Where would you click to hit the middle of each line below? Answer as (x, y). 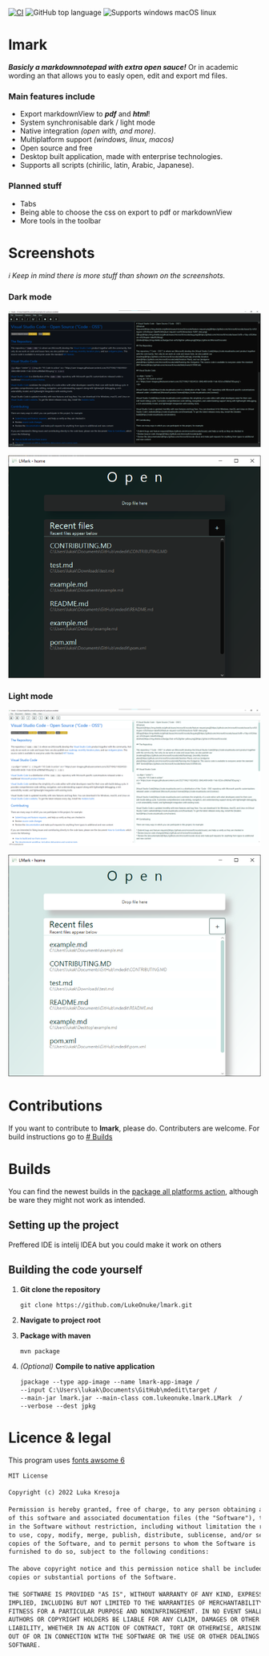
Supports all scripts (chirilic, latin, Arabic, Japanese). (107, 166)
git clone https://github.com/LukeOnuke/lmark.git (106, 1305)
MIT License (28, 1476)
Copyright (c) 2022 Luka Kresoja (64, 1493)
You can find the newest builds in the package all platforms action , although (133, 1192)
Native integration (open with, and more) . (88, 131)
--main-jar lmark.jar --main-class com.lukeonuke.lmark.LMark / (131, 1398)
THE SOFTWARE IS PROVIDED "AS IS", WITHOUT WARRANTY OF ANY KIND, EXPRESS (136, 1594)
